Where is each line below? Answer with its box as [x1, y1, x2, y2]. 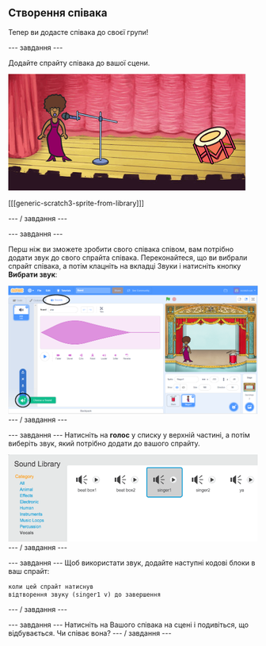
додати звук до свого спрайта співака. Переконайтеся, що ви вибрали [8, 253, 248, 262]
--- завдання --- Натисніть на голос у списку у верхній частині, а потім [8, 430, 251, 440]
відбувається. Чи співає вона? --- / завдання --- [8, 629, 172, 638]
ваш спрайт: [8, 567, 50, 576]
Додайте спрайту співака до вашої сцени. [8, 58, 150, 67]
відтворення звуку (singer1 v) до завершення [8, 591, 161, 599]
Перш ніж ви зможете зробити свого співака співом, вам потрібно [8, 244, 234, 254]
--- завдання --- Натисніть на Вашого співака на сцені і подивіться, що [8, 620, 249, 629]
